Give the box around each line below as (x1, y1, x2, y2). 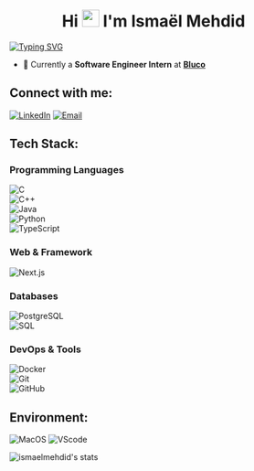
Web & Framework (9, 246, 93, 259)
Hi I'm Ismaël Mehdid (61, 11, 246, 32)
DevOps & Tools (9, 343, 82, 356)
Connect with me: (9, 85, 113, 101)
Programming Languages (9, 164, 125, 177)
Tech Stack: (9, 136, 79, 152)
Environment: (9, 410, 89, 425)
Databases (9, 289, 58, 302)
